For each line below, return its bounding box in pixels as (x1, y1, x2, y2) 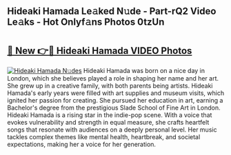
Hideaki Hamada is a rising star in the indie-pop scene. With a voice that (7, 111, 212, 119)
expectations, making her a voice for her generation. (7, 141, 157, 148)
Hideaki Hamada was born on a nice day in (83, 67, 205, 74)
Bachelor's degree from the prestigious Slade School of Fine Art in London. (7, 103, 221, 112)
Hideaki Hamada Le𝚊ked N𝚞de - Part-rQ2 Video (7, 6, 217, 17)
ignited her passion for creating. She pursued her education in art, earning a (7, 96, 223, 104)
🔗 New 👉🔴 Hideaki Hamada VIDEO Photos (7, 45, 192, 56)
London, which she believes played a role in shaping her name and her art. (7, 74, 219, 82)
